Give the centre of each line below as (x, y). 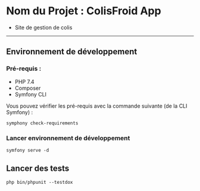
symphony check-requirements (42, 123)
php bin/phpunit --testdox (40, 182)
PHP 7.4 (24, 82)
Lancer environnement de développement (68, 138)
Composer (28, 88)
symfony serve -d (28, 150)
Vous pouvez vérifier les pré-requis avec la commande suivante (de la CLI (97, 106)
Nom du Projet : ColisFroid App (84, 11)
